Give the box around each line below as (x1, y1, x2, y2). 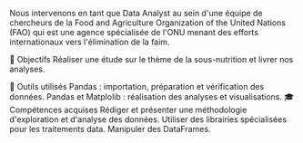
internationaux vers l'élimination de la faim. (9, 36, 170, 47)
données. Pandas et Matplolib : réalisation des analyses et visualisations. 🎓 (9, 91, 294, 102)
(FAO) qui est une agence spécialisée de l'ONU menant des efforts (9, 27, 259, 37)
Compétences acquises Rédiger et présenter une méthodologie (9, 104, 247, 115)
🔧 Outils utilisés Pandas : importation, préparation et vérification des (9, 81, 265, 91)
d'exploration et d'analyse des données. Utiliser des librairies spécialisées (9, 114, 288, 125)
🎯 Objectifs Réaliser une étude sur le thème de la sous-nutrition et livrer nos (9, 54, 294, 64)
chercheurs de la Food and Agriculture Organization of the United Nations (9, 17, 287, 28)
